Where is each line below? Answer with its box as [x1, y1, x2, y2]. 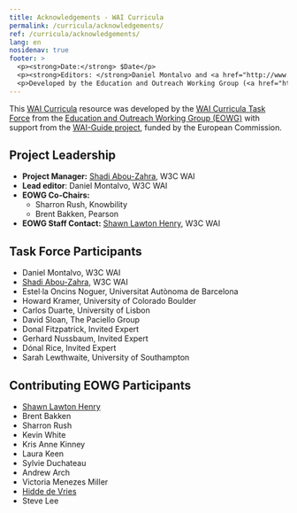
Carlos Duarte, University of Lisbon [21, 305, 150, 315]
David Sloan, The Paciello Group [21, 315, 140, 325]
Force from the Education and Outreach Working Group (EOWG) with [9, 113, 261, 123]
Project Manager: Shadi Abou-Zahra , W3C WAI [21, 171, 196, 182]
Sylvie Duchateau [21, 458, 87, 469]
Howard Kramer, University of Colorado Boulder [21, 296, 197, 307]
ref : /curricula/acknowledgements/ [9, 29, 141, 38]
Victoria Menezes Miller [21, 477, 109, 487]
